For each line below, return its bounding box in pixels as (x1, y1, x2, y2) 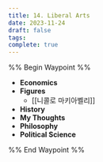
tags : (8, 33, 26, 42)
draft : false (8, 26, 51, 34)
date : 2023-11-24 (8, 19, 66, 27)
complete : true (8, 41, 59, 49)
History (19, 104, 45, 115)
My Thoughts (19, 113, 66, 122)
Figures (19, 86, 46, 96)
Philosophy (19, 122, 58, 131)
